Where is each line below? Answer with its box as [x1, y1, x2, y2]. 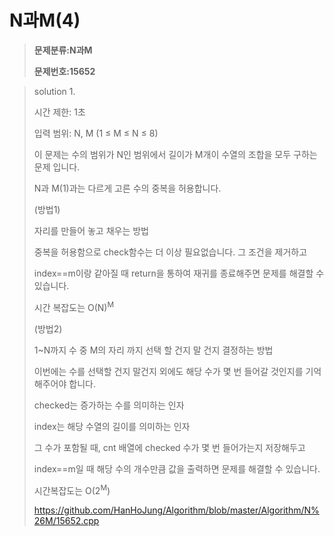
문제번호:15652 [33, 65, 96, 77]
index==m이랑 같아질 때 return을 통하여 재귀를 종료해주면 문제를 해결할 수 [33, 267, 325, 279]
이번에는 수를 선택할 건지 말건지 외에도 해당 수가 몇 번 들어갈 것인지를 [33, 365, 304, 377]
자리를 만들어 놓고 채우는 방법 [33, 224, 149, 236]
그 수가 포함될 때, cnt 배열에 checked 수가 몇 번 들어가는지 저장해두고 [33, 441, 306, 453]
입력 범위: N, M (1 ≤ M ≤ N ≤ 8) [33, 127, 159, 139]
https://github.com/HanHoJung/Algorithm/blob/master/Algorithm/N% [33, 504, 320, 516]
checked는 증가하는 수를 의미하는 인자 [33, 399, 185, 411]
